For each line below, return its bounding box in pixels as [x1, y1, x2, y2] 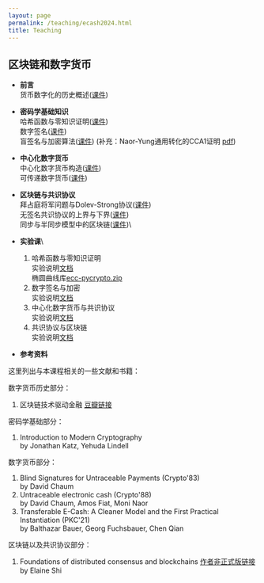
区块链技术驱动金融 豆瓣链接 [19, 400, 112, 410]
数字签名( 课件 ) [19, 127, 67, 136]
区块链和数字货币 [8, 57, 92, 71]
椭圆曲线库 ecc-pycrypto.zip [31, 273, 123, 283]
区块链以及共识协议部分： [8, 540, 92, 550]
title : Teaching [8, 26, 62, 34]
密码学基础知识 [19, 107, 69, 116]
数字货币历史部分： [8, 383, 71, 393]
